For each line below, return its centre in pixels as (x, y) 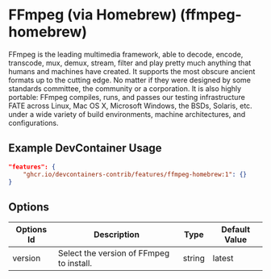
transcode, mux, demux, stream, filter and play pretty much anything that (130, 63)
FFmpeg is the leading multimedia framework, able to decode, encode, (126, 54)
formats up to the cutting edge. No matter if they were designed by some (130, 80)
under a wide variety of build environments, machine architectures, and (127, 114)
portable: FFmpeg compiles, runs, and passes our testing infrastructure (127, 97)
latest (223, 258)
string (194, 258)
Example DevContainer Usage (85, 148)
